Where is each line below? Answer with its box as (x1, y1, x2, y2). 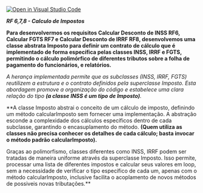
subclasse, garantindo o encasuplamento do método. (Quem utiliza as (6, 123, 183, 130)
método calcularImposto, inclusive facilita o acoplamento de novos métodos (6, 174, 196, 181)
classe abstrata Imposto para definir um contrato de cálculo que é (6, 42, 176, 49)
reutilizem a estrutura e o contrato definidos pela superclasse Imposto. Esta (6, 79, 196, 87)
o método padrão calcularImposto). (6, 136, 98, 143)
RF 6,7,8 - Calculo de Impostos (6, 18, 85, 24)
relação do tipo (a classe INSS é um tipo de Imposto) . (6, 93, 142, 99)
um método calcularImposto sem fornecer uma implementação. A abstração (6, 111, 197, 117)
